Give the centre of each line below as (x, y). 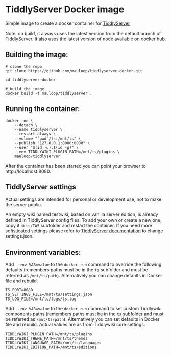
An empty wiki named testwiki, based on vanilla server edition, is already (82, 214)
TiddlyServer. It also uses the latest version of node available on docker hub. (86, 39)
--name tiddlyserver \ (39, 129)
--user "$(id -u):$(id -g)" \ (47, 147)
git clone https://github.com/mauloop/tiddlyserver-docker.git (74, 71)
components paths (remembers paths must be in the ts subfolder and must (84, 314)
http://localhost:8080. (28, 171)
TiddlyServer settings (41, 187)
